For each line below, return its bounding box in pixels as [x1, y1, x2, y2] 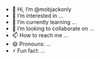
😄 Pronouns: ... [12, 40, 52, 48]
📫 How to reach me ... [12, 32, 68, 39]
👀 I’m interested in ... [12, 12, 64, 19]
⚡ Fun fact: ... [12, 47, 45, 54]
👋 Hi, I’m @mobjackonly [12, 6, 72, 13]
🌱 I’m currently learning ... [12, 19, 77, 25]
